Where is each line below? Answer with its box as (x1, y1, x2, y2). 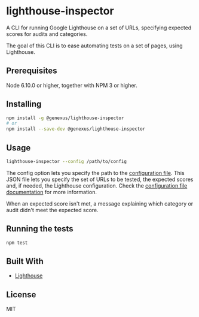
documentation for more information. (6, 188, 97, 195)
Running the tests (6, 224, 74, 234)
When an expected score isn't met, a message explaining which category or (6, 200, 194, 207)
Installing (6, 99, 42, 109)
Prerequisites (6, 66, 57, 76)
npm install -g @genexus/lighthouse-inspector (6, 115, 124, 121)
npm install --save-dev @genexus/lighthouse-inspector (6, 126, 146, 132)
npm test (6, 240, 28, 246)
